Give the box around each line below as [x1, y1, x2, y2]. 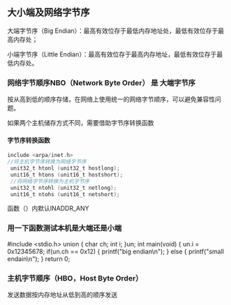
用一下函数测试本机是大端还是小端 [7, 223, 122, 233]
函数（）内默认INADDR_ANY [7, 204, 89, 213]
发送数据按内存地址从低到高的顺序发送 [7, 290, 117, 299]
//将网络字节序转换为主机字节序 [10, 177, 89, 185]
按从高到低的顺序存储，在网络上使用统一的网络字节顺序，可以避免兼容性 [7, 95, 215, 103]
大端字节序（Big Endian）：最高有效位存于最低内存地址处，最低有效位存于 [7, 27, 218, 35]
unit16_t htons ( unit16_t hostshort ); [10, 171, 124, 178]
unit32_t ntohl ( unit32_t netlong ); [10, 184, 117, 191]
